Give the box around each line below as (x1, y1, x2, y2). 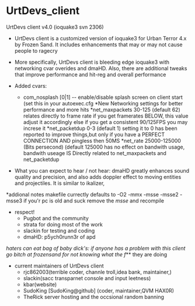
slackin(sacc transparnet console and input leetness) (23, 274, 151, 281)
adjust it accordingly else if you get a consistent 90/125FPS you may (23, 118, 188, 125)
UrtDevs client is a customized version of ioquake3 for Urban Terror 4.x (14, 35, 187, 42)
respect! (14, 208, 35, 215)
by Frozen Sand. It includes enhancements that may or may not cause (14, 41, 183, 48)
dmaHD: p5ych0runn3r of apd (23, 233, 96, 240)
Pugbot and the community (23, 215, 89, 222)
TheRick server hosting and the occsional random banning (23, 293, 165, 300)
